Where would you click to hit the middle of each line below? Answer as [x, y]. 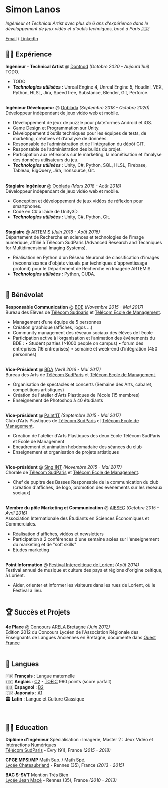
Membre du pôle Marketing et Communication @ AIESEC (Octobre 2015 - [82, 508]
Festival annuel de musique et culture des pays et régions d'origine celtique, [84, 570]
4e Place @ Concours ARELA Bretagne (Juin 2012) [58, 627]
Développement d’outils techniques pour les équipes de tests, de [79, 133]
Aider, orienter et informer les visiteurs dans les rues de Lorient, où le [84, 585]
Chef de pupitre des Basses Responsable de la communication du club [86, 482]
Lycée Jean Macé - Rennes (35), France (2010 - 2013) [61, 780]
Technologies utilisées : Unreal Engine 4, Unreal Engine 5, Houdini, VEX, [88, 87]
